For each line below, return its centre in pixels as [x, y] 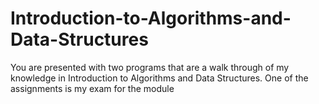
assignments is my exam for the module [92, 88]
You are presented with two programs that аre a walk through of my [150, 67]
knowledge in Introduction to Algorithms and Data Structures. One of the [159, 78]
